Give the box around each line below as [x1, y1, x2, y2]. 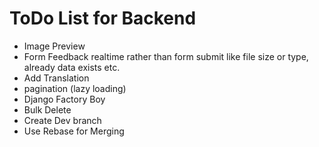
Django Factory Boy [23, 93, 106, 105]
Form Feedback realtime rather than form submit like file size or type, [23, 50, 309, 62]
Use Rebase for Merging [23, 125, 125, 137]
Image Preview [23, 40, 86, 52]
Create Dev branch [23, 114, 102, 126]
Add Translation [23, 72, 90, 84]
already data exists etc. [23, 61, 121, 73]
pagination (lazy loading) [23, 82, 127, 94]
